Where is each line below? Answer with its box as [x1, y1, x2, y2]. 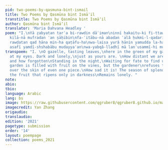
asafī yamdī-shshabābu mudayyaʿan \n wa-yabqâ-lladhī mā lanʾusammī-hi [9, 44, 157, 49]
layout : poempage [5, 133, 41, 138]
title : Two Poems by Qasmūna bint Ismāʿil [5, 12, 95, 17]
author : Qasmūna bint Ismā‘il [5, 21, 68, 26]
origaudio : [5, 109, 28, 115]
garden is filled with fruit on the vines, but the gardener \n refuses [9, 63, 160, 68]
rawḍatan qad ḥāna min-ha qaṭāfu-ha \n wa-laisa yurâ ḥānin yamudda [9, 40, 151, 45]
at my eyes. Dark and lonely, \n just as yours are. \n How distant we [9, 53, 155, 59]
